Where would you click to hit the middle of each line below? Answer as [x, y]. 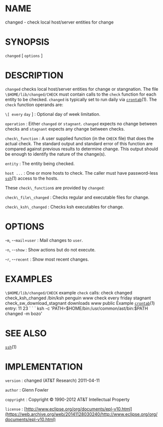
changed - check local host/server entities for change [59, 22]
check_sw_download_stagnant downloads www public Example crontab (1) [80, 303]
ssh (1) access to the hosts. [32, 178]
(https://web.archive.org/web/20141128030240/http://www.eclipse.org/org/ [81, 414]
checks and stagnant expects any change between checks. [65, 129]
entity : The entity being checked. [40, 163]
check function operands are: [34, 105]
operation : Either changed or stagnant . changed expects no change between [81, 124]
